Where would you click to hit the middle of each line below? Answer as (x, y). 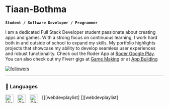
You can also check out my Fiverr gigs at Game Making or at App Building (81, 59)
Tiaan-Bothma (36, 9)
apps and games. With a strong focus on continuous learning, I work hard (81, 37)
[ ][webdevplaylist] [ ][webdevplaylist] (80, 97)
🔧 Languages (21, 86)
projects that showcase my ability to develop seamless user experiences (80, 48)
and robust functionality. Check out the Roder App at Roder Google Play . (80, 53)
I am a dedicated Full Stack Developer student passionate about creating (80, 32)
